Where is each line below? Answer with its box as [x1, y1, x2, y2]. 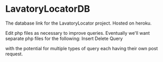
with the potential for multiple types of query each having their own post [5, 45, 158, 51]
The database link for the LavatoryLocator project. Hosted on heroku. [5, 20, 152, 26]
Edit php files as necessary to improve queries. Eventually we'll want [5, 30, 150, 36]
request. [5, 51, 23, 57]
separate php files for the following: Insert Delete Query [5, 35, 123, 42]
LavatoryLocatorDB [5, 3, 91, 15]
